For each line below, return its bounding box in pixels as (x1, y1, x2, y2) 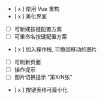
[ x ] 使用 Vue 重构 (14, 5, 60, 12)
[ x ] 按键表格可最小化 (14, 86, 68, 94)
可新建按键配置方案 (14, 26, 62, 32)
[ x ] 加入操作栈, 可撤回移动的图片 (14, 46, 97, 53)
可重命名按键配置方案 (14, 33, 67, 40)
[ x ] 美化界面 (14, 13, 47, 20)
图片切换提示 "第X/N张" (14, 74, 72, 81)
